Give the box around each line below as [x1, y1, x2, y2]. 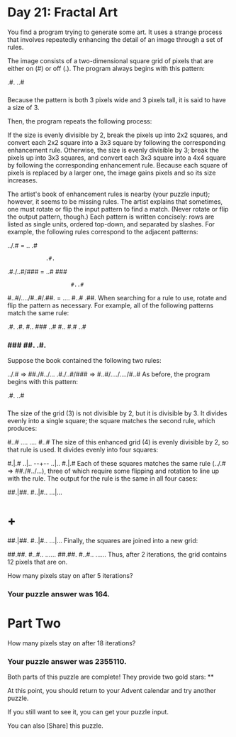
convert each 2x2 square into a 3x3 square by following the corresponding [7, 138, 226, 146]
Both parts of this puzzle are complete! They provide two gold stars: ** [7, 672, 214, 682]
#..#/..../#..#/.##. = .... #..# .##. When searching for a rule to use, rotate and [7, 293, 227, 302]
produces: [7, 424, 38, 433]
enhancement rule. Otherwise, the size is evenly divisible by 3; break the [7, 146, 220, 154]
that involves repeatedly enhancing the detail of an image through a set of [7, 35, 223, 43]
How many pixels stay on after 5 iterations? [7, 572, 133, 580]
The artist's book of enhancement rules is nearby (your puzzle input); [7, 190, 210, 198]
